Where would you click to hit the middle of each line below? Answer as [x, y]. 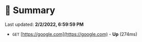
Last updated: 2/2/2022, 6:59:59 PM [44, 24]
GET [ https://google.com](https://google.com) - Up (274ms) [75, 34]
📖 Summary [30, 10]
